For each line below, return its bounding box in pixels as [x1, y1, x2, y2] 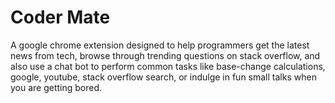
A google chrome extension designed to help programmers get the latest [10, 39, 310, 51]
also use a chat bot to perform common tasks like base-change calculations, [10, 60, 326, 72]
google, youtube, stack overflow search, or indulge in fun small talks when [10, 71, 317, 83]
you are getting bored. [10, 81, 103, 93]
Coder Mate [10, 6, 111, 29]
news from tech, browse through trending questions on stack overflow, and [10, 49, 321, 61]
